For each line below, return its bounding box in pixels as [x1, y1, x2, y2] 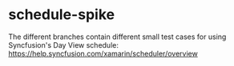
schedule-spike [8, 6, 115, 24]
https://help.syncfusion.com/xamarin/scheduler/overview [8, 49, 198, 58]
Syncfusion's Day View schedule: [8, 40, 119, 49]
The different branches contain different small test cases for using [8, 32, 227, 41]
